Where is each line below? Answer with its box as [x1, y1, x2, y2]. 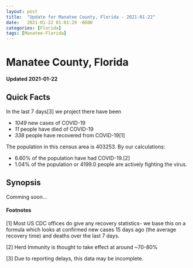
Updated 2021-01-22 [6, 75, 58, 82]
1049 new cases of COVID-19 [14, 119, 86, 126]
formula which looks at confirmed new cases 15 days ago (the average [6, 226, 177, 233]
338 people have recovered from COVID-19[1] [14, 131, 125, 138]
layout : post [6, 8, 38, 15]
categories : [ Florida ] [6, 25, 61, 31]
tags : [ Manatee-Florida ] [6, 30, 67, 36]
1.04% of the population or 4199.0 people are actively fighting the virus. [14, 161, 187, 168]
